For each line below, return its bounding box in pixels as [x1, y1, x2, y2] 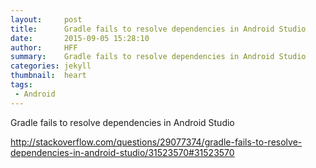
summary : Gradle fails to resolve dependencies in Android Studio [10, 52, 307, 62]
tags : [10, 80, 33, 90]
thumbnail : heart [10, 71, 87, 81]
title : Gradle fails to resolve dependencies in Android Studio [10, 24, 307, 34]
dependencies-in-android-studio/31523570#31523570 [10, 146, 235, 158]
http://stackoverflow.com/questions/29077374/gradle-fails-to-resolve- [10, 136, 303, 148]
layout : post [10, 14, 83, 25]
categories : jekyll [10, 61, 92, 71]
